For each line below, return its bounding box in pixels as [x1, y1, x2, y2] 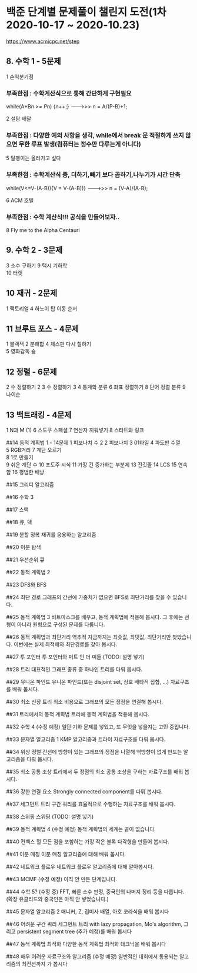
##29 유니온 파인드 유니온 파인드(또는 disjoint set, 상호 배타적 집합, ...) [6, 679, 169, 685]
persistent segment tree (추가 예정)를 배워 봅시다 [16, 928, 132, 935]
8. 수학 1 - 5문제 [6, 57, 61, 67]
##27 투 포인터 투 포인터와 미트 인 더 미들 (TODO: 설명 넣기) [6, 653, 145, 660]
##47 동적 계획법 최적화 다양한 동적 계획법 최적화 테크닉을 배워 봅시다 [6, 941, 166, 947]
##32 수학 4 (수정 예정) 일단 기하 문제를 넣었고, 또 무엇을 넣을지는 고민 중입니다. [6, 723, 190, 730]
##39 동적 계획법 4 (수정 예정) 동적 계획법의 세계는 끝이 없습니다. [6, 826, 156, 832]
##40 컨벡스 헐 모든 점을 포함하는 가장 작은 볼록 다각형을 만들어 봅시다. [6, 838, 169, 845]
